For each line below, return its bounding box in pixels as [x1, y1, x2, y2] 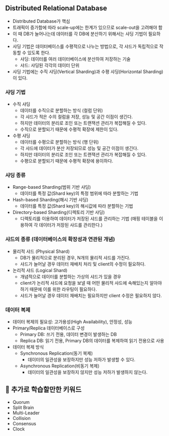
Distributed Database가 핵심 [12, 18, 71, 24]
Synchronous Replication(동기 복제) [20, 350, 93, 356]
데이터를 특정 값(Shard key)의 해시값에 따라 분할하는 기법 [20, 203, 133, 209]
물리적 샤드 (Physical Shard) [12, 248, 70, 254]
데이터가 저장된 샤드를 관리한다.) [38, 222, 103, 228]
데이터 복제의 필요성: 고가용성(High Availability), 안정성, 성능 [12, 319, 133, 324]
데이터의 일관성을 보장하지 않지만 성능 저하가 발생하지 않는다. [27, 369, 148, 375]
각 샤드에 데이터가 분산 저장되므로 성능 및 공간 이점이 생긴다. [20, 145, 139, 151]
